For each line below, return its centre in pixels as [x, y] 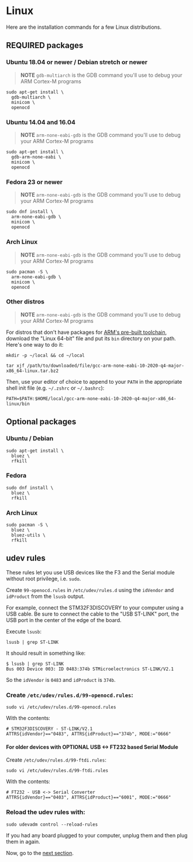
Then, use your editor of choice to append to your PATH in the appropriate [94, 381]
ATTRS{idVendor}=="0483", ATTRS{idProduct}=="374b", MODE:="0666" [89, 734]
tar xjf [15, 366]
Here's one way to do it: [35, 344]
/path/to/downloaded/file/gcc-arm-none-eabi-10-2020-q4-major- [106, 366]
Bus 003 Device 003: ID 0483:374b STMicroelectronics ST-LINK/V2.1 [90, 669]
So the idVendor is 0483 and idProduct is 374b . [61, 680]
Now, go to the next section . [40, 853]
